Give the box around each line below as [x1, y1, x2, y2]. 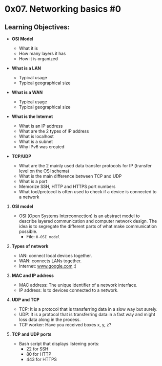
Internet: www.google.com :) [19, 263, 77, 269]
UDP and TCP [11, 297, 40, 302]
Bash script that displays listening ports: [19, 341, 100, 346]
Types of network [11, 243, 49, 249]
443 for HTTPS [26, 356, 57, 362]
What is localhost [19, 134, 54, 139]
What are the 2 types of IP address [19, 128, 89, 134]
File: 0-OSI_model [26, 234, 61, 239]
